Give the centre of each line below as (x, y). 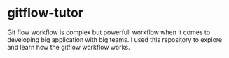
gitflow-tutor (46, 13)
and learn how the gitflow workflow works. (69, 47)
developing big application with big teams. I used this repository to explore (115, 39)
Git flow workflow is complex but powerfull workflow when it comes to (109, 32)
